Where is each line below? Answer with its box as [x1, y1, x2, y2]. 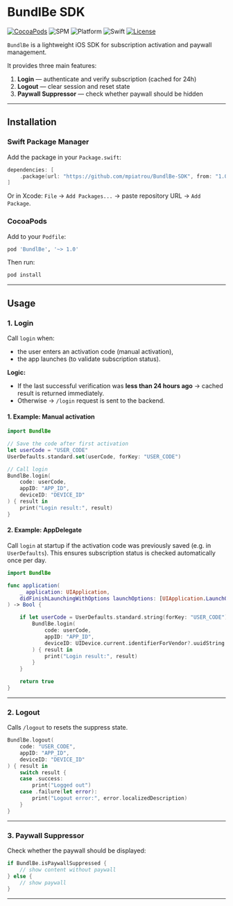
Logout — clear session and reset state [17, 82, 130, 90]
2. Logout [7, 707, 40, 717]
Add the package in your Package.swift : [7, 153, 121, 161]
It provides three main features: [7, 61, 97, 69]
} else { [7, 873, 33, 880]
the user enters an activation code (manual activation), [17, 347, 173, 355]
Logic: [7, 368, 26, 376]
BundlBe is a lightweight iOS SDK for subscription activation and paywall [7, 40, 212, 49]
